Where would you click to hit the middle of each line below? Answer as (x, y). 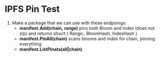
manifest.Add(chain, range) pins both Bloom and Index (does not (87, 28)
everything (30, 44)
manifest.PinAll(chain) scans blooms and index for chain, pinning (87, 39)
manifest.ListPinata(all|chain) (51, 49)
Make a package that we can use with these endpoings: (69, 23)
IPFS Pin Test (32, 9)
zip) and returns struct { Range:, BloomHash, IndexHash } (78, 33)
